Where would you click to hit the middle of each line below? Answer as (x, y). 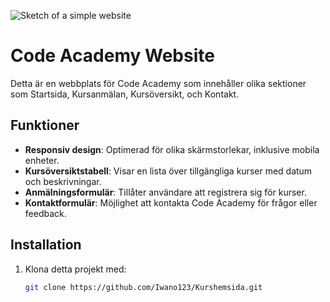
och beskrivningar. (63, 181)
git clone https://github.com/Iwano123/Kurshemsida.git (143, 287)
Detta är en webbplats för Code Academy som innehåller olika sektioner (158, 83)
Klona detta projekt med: (75, 269)
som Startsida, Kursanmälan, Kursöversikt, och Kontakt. (125, 94)
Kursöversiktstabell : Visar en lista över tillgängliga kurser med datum (168, 171)
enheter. (42, 160)
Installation (46, 245)
